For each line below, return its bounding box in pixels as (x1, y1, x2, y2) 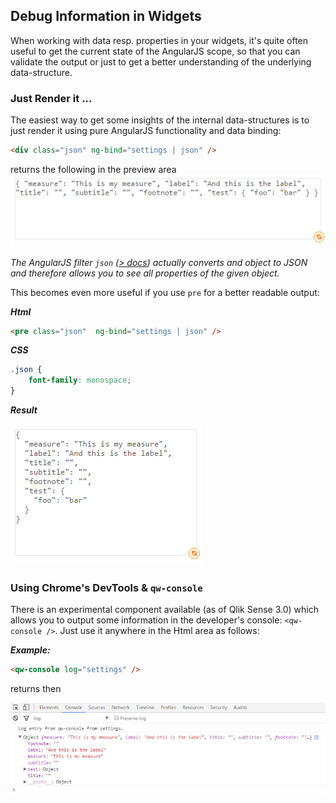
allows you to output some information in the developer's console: (10, 614, 283, 626)
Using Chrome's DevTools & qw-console (10, 580, 203, 594)
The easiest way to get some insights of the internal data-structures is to (10, 114, 310, 126)
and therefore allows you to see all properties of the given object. (10, 267, 280, 279)
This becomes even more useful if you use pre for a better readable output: (10, 286, 320, 298)
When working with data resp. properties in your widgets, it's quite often (10, 34, 309, 46)
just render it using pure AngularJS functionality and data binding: (10, 125, 282, 137)
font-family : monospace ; (28, 375, 132, 386)
